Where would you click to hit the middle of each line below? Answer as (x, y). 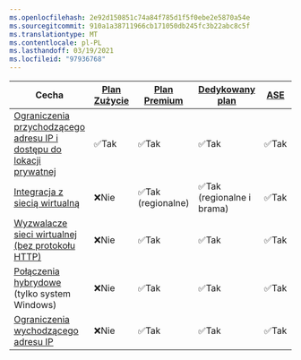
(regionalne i (225, 197)
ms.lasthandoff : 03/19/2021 (62, 51)
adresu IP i (36, 138)
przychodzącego (50, 127)
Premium (163, 101)
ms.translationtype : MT (54, 34)
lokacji (28, 160)
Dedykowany (227, 89)
